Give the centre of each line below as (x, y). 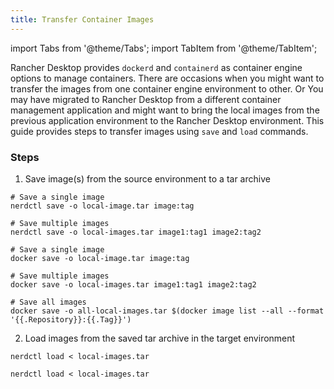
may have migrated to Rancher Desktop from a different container (146, 99)
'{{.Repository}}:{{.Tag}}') (71, 319)
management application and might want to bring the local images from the (165, 110)
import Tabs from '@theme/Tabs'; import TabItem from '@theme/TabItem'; (164, 48)
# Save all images (48, 302)
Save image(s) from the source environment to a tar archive (147, 178)
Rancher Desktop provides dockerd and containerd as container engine (156, 67)
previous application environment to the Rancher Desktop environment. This (167, 120)
